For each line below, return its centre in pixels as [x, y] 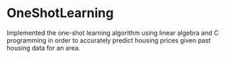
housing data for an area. [43, 48]
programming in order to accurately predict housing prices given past [109, 40]
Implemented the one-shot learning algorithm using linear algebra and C [113, 33]
